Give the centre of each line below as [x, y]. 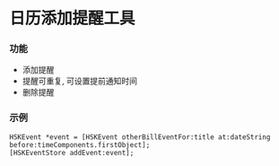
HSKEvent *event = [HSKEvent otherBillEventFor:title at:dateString [140, 137]
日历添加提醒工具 [73, 18]
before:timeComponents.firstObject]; [80, 144]
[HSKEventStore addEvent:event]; [72, 153]
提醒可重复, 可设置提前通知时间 [79, 81]
